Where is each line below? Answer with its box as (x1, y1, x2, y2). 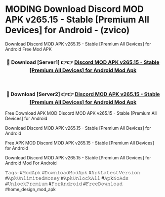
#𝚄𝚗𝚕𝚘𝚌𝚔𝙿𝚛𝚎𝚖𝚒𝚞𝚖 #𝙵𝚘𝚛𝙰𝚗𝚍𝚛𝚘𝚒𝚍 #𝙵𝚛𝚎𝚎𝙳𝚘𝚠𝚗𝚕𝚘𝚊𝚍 (5, 181, 123, 187)
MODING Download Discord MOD (5, 3, 144, 15)
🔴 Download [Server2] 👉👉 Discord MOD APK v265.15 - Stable (6, 91, 160, 98)
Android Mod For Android (5, 160, 57, 166)
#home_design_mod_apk (5, 186, 56, 192)
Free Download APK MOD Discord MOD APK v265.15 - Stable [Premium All (5, 110, 157, 116)
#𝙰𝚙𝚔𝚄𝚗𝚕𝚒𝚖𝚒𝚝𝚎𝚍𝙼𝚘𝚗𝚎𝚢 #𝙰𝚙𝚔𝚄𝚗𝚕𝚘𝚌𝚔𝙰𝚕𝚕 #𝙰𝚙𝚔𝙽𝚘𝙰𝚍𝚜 (5, 175, 129, 181)
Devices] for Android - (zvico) (5, 25, 130, 36)
